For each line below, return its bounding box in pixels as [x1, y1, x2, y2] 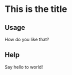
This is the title [4, 3, 67, 15]
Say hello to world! [4, 64, 43, 70]
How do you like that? [4, 36, 49, 42]
